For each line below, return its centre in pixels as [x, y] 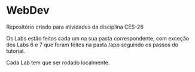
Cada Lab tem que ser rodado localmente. [58, 62]
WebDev [28, 10]
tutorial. [16, 51]
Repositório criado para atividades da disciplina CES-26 [75, 27]
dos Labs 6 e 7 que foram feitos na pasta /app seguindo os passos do [92, 45]
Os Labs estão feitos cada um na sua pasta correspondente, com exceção [98, 38]
